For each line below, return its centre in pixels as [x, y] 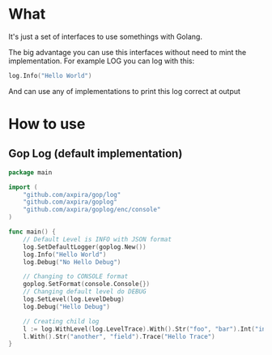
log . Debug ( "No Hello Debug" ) [72, 262]
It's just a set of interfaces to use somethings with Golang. [105, 36]
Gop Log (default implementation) [96, 154]
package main [30, 172]
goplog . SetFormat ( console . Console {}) [87, 284]
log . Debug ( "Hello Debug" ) [67, 306]
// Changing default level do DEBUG [85, 292]
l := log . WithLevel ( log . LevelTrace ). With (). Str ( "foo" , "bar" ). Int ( [139, 329]
